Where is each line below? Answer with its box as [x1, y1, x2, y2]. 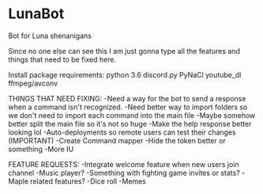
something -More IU [8, 144, 74, 154]
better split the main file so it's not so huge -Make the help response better [8, 119, 252, 128]
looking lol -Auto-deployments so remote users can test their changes [8, 127, 236, 137]
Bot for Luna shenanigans [8, 31, 92, 40]
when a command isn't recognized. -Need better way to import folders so [8, 102, 248, 112]
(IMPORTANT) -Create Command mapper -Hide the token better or [8, 135, 227, 145]
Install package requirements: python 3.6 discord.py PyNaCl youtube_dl [8, 70, 242, 79]
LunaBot [8, 5, 65, 23]
